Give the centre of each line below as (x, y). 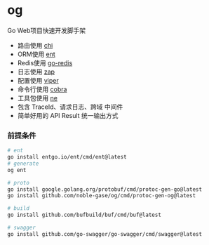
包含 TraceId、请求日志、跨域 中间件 (70, 107)
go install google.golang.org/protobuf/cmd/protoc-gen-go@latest (104, 189)
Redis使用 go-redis (45, 62)
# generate (23, 164)
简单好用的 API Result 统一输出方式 (68, 115)
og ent (17, 170)
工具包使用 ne (38, 98)
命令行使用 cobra (42, 89)
